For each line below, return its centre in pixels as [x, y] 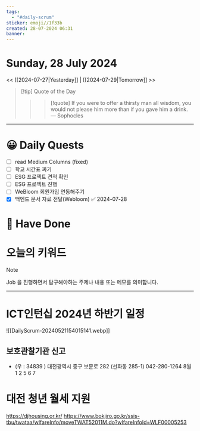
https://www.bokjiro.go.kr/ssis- [101, 416]
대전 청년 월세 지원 [48, 399]
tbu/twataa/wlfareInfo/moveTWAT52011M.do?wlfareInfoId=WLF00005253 [96, 422]
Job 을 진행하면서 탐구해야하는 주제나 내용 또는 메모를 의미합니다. [82, 282]
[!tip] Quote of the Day [48, 92]
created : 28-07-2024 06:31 [40, 28]
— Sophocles [67, 116]
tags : [13, 12]
